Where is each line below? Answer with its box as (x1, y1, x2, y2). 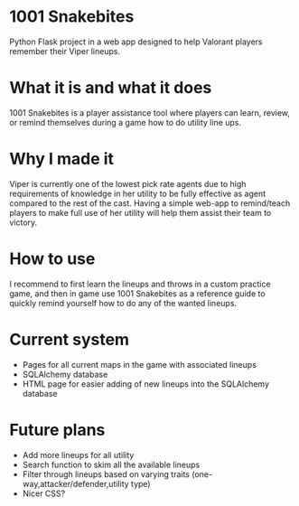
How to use (9, 248, 96, 268)
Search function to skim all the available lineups (22, 459, 201, 470)
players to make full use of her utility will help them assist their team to (9, 207, 272, 218)
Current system (9, 329, 129, 350)
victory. (9, 217, 38, 228)
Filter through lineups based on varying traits (22, 468, 190, 480)
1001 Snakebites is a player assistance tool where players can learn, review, (9, 107, 291, 118)
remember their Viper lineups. (9, 45, 120, 56)
